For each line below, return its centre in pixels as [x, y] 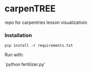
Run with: [14, 55]
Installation [18, 35]
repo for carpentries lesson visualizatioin [46, 22]
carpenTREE [30, 9]
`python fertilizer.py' [25, 65]
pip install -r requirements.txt [39, 46]
